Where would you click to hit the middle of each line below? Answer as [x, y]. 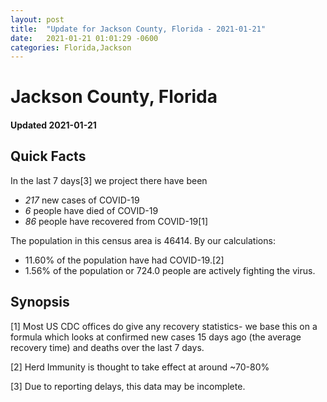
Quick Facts [48, 156]
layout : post [37, 19]
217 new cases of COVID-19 [82, 200]
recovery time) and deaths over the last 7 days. [107, 347]
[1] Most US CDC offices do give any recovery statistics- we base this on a [164, 326]
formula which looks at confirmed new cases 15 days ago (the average [156, 337]
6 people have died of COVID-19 [91, 210]
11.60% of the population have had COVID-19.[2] [124, 260]
